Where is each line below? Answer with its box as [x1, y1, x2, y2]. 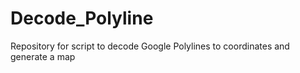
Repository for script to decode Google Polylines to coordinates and [10, 40, 290, 52]
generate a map [10, 50, 76, 62]
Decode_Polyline [10, 7, 154, 30]
